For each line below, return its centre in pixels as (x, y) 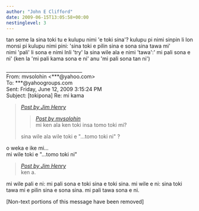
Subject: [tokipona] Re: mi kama (45, 95)
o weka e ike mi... (27, 148)
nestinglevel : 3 (26, 23)
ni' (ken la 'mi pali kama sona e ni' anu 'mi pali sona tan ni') (78, 59)
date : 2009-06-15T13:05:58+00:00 (48, 17)
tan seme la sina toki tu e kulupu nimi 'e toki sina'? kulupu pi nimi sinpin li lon (99, 40)
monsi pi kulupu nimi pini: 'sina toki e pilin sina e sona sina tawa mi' (89, 46)
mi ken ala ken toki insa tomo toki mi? (81, 125)
